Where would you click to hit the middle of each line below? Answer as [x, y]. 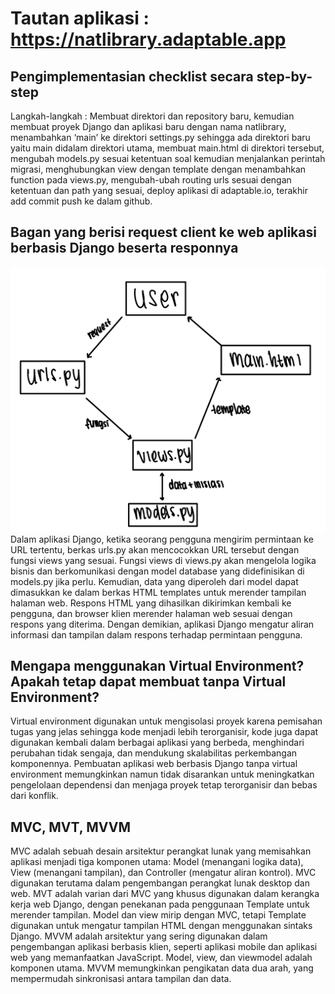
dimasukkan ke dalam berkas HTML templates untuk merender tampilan [158, 592]
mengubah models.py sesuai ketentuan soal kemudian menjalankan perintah [168, 158]
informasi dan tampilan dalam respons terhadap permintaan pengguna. [156, 634]
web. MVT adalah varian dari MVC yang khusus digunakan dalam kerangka [165, 894]
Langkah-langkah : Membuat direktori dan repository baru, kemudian [152, 116]
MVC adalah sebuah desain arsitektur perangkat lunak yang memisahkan [161, 851]
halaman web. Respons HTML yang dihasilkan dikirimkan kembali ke [151, 603]
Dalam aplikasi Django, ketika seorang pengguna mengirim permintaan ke [162, 539]
